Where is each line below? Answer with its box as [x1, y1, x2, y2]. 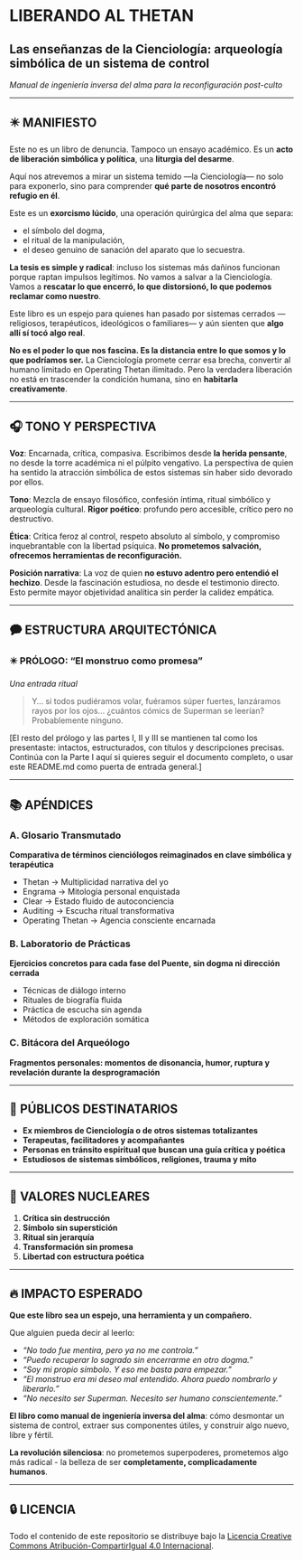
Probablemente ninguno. [31, 715, 124, 726]
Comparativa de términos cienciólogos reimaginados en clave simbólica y [9, 850, 292, 860]
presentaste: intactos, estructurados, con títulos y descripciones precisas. [9, 742, 285, 753]
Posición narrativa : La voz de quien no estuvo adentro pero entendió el [9, 567, 280, 578]
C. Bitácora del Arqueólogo [9, 1037, 131, 1049]
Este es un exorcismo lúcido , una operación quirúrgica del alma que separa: [9, 207, 294, 218]
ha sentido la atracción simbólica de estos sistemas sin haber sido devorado [9, 466, 293, 477]
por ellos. [9, 476, 44, 487]
